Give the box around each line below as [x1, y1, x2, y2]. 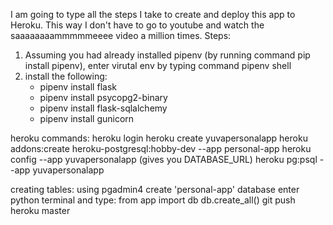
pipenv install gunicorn [39, 113, 135, 124]
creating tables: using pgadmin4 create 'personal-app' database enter [10, 184, 300, 195]
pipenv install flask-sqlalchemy [39, 102, 168, 114]
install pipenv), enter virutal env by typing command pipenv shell [24, 60, 292, 71]
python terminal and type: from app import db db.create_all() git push [10, 194, 296, 206]
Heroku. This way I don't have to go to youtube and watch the [10, 19, 265, 31]
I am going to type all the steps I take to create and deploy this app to [10, 9, 296, 20]
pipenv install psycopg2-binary [39, 92, 168, 103]
